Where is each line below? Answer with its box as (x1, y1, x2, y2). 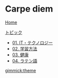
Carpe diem (5, 3, 54, 15)
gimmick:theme (5, 67, 37, 73)
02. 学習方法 (12, 46, 38, 51)
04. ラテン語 (12, 58, 38, 63)
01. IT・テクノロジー (12, 40, 53, 46)
